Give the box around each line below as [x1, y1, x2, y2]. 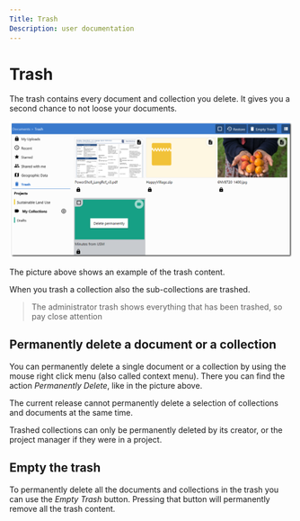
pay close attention [31, 311, 103, 322]
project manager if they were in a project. [9, 434, 163, 445]
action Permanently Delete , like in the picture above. [9, 380, 203, 391]
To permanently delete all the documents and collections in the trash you [9, 484, 279, 495]
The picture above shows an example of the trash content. [9, 266, 225, 278]
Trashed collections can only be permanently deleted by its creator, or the [9, 424, 283, 436]
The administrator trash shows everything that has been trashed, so [31, 301, 283, 312]
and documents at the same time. [9, 407, 133, 418]
